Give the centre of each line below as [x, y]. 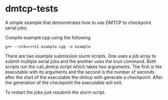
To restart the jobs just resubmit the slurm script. [56, 92]
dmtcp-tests [32, 9]
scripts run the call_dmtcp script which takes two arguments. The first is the [83, 66]
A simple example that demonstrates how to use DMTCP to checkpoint [78, 22]
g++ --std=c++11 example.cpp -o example [48, 46]
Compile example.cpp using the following [48, 37]
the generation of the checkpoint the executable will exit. [64, 82]
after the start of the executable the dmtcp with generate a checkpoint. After [84, 77]
